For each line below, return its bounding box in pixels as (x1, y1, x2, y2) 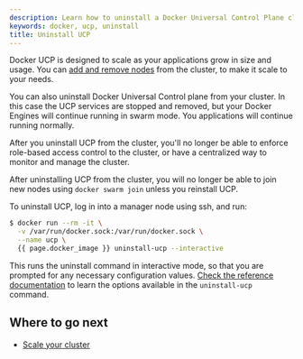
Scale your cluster (22, 339, 90, 350)
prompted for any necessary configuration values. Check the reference (9, 270, 274, 281)
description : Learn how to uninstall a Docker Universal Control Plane (9, 13, 284, 23)
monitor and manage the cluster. (9, 157, 131, 168)
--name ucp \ (17, 235, 67, 244)
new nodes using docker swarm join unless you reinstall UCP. (9, 184, 239, 195)
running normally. (9, 120, 75, 131)
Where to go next (9, 315, 108, 330)
